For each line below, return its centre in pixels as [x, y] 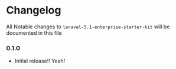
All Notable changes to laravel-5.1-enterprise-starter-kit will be [88, 27]
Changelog [34, 10]
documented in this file [34, 32]
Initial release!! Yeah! [40, 61]
